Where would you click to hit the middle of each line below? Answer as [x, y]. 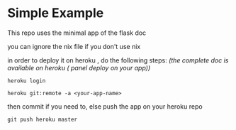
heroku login [27, 81]
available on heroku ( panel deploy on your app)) [79, 67]
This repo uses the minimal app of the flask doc [77, 33]
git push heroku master [43, 119]
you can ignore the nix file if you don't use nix [74, 46]
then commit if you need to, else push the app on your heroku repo [105, 106]
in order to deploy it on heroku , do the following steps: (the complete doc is [118, 60]
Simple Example [56, 13]
